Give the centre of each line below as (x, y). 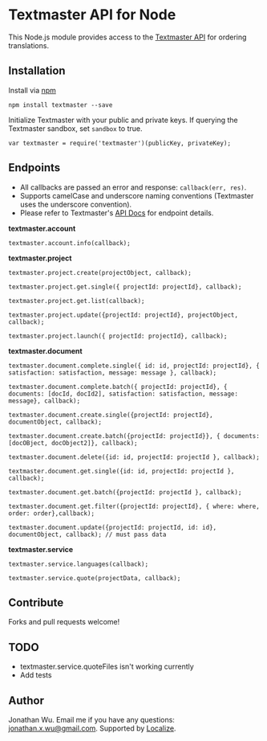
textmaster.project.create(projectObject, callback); (100, 272)
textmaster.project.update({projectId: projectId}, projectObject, (123, 315)
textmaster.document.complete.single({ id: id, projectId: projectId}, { (134, 366)
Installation (37, 71)
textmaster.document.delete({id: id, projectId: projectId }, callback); (134, 457)
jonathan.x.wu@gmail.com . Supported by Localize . (92, 728)
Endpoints (34, 168)
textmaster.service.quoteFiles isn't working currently (107, 667)
